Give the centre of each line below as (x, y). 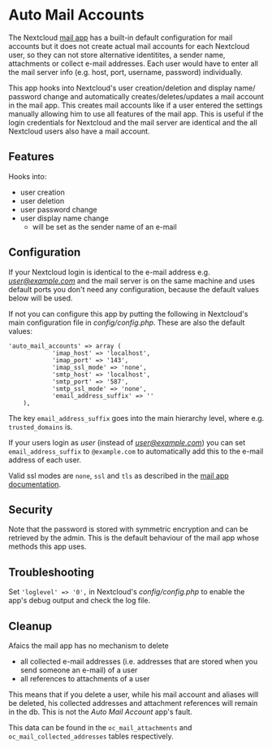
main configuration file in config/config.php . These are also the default (127, 322)
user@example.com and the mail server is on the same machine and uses (132, 280)
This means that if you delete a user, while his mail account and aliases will (134, 694)
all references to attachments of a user (85, 679)
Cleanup (30, 626)
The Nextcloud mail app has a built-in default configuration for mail (121, 37)
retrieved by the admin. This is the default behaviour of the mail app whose (134, 538)
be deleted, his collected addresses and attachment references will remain (133, 703)
